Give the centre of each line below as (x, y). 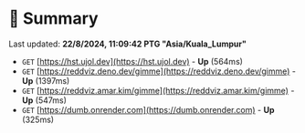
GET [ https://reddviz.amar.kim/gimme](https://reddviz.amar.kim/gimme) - (158, 90)
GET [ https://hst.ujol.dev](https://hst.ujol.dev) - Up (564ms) (132, 61)
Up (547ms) (44, 100)
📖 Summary (53, 19)
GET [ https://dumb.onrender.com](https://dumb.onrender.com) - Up (148, 109)
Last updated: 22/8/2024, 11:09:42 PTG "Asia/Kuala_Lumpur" (128, 44)
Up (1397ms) (46, 80)
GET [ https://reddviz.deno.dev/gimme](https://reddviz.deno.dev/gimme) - (159, 71)
